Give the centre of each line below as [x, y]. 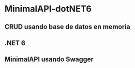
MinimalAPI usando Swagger [49, 60]
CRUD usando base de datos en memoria [67, 27]
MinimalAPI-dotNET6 [48, 9]
